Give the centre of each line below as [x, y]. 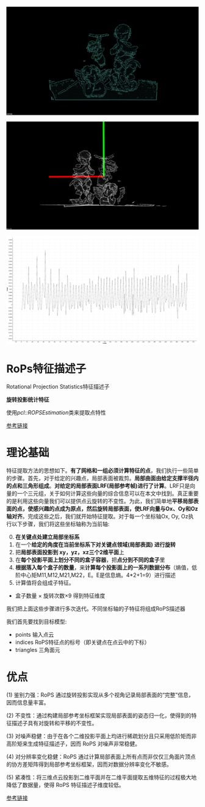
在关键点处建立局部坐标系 [47, 537]
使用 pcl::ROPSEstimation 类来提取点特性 [56, 413]
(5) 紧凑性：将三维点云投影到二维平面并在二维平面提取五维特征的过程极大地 [102, 777]
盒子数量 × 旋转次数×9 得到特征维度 [60, 596]
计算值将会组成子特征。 [45, 583]
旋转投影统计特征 [28, 400]
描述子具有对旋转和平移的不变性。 [54, 723]
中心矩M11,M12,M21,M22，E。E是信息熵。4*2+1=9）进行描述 [98, 575]
